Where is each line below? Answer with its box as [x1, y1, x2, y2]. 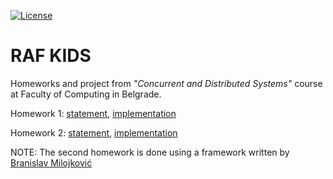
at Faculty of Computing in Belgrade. [10, 88, 162, 100]
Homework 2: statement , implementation [10, 126, 178, 139]
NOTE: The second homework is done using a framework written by [10, 146, 290, 158]
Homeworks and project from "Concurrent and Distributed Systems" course [10, 77, 323, 89]
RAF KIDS [10, 45, 92, 67]
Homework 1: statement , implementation [10, 107, 177, 119]
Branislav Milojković [10, 156, 93, 169]
